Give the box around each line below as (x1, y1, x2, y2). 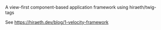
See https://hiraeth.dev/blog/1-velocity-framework (5, 19, 109, 25)
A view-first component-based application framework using (5, 4, 128, 10)
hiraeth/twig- (129, 4, 156, 10)
